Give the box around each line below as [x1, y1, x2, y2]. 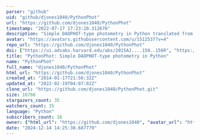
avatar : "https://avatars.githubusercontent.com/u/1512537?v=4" [6, 36, 169, 42]
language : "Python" [6, 108, 55, 114]
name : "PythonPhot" [6, 58, 55, 64]
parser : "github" [6, 8, 49, 15]
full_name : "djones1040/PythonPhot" [6, 64, 97, 70]
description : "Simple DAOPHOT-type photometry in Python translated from [6, 31, 193, 37]
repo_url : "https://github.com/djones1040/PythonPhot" [6, 42, 145, 48]
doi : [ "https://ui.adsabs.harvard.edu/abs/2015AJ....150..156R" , [6, 48, 171, 54]
